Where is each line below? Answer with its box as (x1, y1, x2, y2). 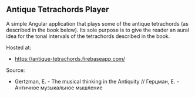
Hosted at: (6, 44, 31, 51)
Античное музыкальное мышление (14, 84, 103, 91)
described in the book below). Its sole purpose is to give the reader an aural (6, 26, 190, 33)
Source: (6, 67, 25, 74)
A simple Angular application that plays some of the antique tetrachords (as (6, 20, 189, 27)
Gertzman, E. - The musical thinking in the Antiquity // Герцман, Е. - (14, 78, 179, 85)
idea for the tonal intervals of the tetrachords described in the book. (6, 32, 170, 40)
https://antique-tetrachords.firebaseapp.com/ (14, 55, 125, 62)
